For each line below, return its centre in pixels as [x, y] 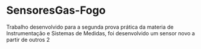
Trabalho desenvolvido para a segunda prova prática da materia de [90, 27]
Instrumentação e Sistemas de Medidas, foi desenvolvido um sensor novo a [101, 33]
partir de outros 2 [28, 39]
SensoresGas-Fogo [56, 10]
